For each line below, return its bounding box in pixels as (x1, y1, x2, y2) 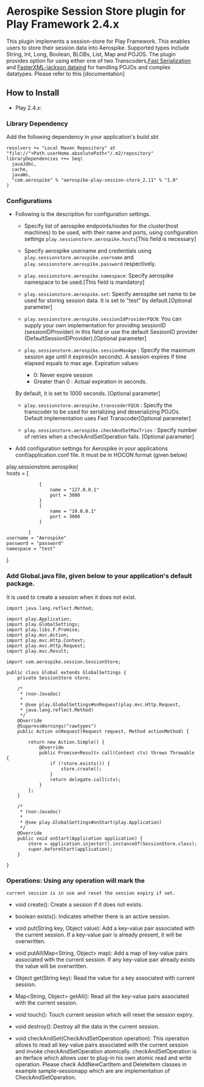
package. (6, 579, 35, 588)
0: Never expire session (33, 371, 93, 379)
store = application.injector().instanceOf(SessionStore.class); (28, 840, 198, 847)
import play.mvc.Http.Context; (6, 637, 86, 644)
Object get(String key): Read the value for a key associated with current (15, 974, 195, 981)
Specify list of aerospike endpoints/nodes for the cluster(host (24, 222, 178, 230)
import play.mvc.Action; (6, 632, 69, 638)
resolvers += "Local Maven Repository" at (6, 145, 116, 151)
